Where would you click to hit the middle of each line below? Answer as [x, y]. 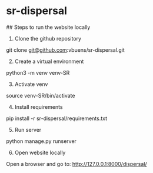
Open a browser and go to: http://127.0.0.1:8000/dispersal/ [76, 164]
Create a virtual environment [49, 61]
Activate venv [31, 84]
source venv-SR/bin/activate [41, 95]
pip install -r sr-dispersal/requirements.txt [57, 118]
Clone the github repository [48, 38]
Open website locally [40, 152]
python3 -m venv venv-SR [38, 72]
